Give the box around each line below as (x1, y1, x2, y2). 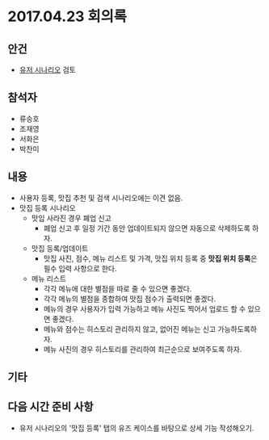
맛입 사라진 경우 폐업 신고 (31, 213, 112, 223)
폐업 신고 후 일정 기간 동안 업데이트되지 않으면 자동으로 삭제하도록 (43, 223, 251, 233)
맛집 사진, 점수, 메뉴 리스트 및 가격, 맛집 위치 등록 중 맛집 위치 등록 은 (43, 254, 258, 263)
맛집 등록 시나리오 (19, 203, 76, 212)
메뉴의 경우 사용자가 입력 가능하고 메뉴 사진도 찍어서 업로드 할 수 (43, 304, 246, 313)
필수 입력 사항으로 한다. (43, 263, 118, 273)
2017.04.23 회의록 (7, 7, 127, 26)
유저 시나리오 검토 (19, 65, 76, 74)
